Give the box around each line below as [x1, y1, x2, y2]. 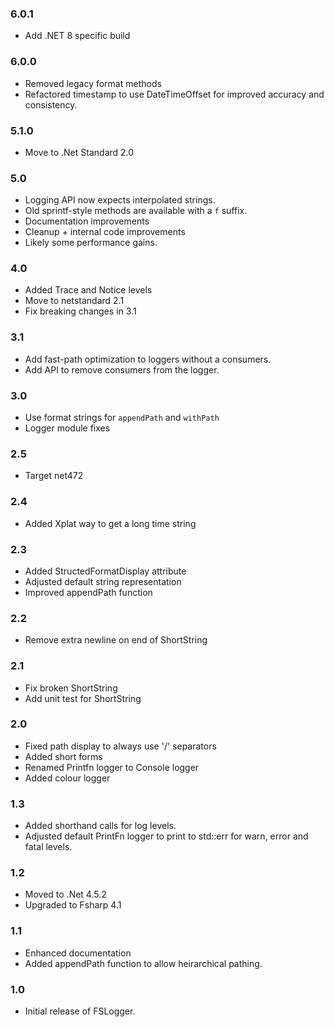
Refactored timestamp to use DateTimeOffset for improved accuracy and [24, 88, 325, 100]
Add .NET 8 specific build [24, 30, 131, 42]
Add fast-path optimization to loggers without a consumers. [24, 353, 272, 365]
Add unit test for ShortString [24, 692, 142, 704]
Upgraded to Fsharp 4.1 [24, 899, 122, 911]
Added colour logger [24, 772, 111, 784]
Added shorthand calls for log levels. [24, 820, 177, 832]
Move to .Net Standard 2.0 [24, 146, 135, 158]
